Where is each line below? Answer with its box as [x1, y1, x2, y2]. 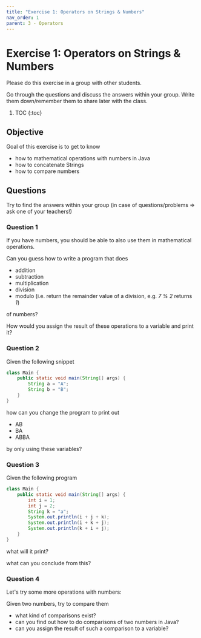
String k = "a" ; [28, 508, 69, 515]
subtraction [15, 273, 44, 280]
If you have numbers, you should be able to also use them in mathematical [6, 237, 192, 244]
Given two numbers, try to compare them [6, 600, 109, 608]
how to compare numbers [15, 168, 80, 175]
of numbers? [6, 311, 38, 318]
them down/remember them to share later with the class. [6, 98, 148, 105]
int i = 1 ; [28, 497, 56, 503]
